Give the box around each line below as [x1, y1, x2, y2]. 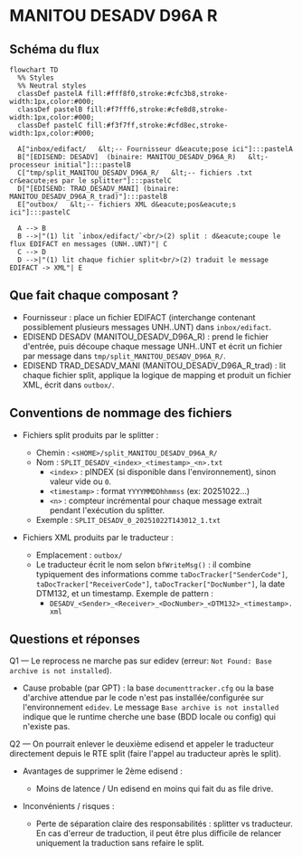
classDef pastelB [17, 105, 83, 114]
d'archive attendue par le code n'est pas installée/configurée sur [22, 692, 264, 703]
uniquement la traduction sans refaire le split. [35, 838, 205, 849]
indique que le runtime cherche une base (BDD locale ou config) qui [22, 711, 276, 722]
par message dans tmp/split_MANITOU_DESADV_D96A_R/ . [22, 350, 226, 361]
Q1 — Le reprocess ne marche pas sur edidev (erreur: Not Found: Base [9, 655, 273, 666]
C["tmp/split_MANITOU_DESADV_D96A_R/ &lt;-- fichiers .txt [17, 168, 253, 177]
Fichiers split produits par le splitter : [22, 429, 159, 440]
